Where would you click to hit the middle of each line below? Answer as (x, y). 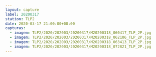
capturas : (16, 28)
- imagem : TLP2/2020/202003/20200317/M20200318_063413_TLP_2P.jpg (81, 42)
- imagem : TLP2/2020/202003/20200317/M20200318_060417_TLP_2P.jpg (81, 33)
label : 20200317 (22, 14)
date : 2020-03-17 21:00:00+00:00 (40, 24)
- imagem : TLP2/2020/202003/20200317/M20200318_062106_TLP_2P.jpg (81, 38)
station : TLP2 (20, 19)
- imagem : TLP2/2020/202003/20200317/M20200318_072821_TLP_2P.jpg (81, 47)
